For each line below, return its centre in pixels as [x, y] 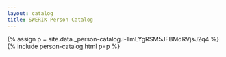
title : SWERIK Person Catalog [50, 20]
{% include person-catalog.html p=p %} [64, 46]
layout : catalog [30, 13]
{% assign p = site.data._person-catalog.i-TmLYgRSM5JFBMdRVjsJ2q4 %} [113, 39]
